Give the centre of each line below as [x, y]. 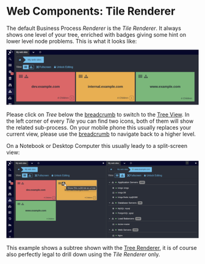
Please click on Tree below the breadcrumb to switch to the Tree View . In [98, 114]
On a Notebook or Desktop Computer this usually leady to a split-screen [97, 145]
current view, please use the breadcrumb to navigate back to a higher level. [101, 134]
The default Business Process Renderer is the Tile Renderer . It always [94, 28]
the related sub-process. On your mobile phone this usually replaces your [99, 127]
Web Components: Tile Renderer [91, 11]
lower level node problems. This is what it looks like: [72, 41]
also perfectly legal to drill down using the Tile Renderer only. [83, 254]
